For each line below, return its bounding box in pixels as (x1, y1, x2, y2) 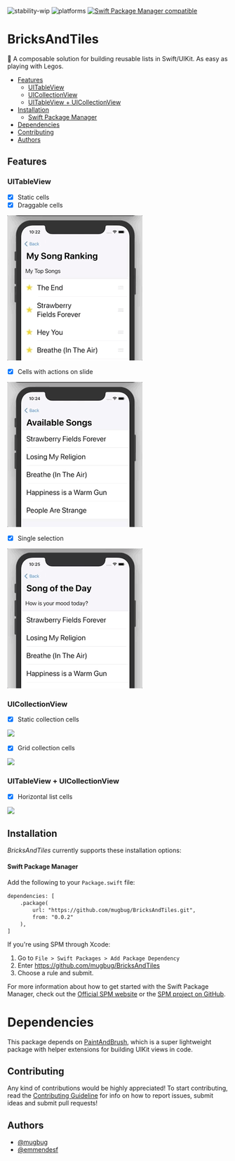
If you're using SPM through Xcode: (7, 939, 111, 949)
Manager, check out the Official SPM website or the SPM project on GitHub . (7, 989, 226, 998)
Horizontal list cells (17, 792, 73, 801)
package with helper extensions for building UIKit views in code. (7, 1045, 193, 1053)
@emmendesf (17, 1146, 58, 1154)
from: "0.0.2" (32, 913, 74, 921)
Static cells (17, 193, 50, 201)
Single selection (17, 534, 65, 542)
